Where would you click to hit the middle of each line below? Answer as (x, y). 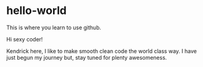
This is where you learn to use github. (54, 27)
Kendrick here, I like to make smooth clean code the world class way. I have (102, 51)
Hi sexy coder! (24, 39)
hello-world (37, 11)
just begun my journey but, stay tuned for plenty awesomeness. (87, 57)
